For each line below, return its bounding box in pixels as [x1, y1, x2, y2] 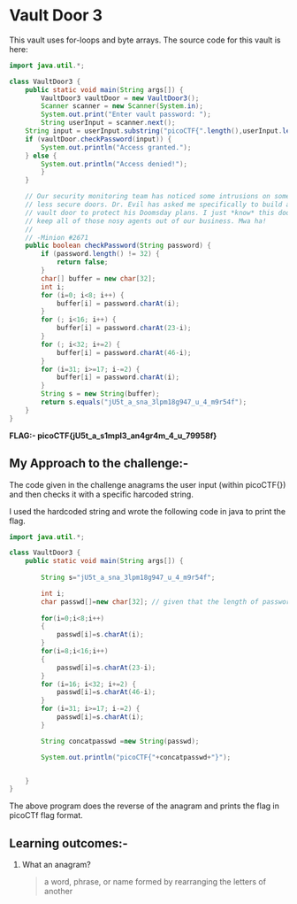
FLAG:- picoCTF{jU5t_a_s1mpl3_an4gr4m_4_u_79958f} [9, 430, 217, 441]
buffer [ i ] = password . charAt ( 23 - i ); [56, 324, 192, 333]
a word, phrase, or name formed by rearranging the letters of [43, 877, 267, 887]
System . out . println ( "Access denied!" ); [41, 159, 188, 168]
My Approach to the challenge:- [9, 456, 189, 471]
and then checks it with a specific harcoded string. [9, 489, 194, 499]
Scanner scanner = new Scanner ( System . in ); [41, 102, 203, 111]
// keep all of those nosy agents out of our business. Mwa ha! [25, 216, 267, 226]
